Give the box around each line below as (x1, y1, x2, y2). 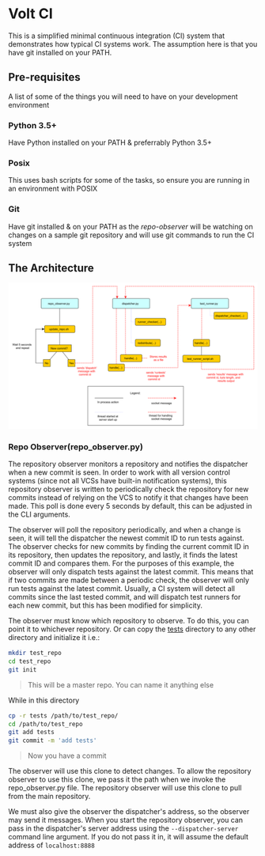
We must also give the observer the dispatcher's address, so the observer (8, 807, 250, 816)
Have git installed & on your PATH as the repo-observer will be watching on (8, 222, 253, 231)
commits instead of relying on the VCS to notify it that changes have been (8, 493, 249, 502)
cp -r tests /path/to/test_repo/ (8, 711, 119, 720)
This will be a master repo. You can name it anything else (27, 680, 214, 689)
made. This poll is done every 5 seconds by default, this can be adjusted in (8, 502, 252, 511)
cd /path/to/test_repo (8, 720, 83, 728)
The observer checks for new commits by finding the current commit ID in (8, 542, 249, 551)
